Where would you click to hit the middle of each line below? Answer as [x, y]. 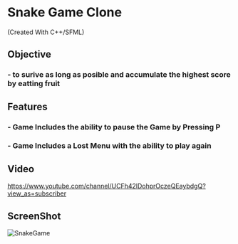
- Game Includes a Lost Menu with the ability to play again [109, 146]
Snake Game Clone [65, 12]
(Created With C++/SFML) [46, 32]
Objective [30, 54]
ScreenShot [34, 216]
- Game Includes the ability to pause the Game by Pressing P [114, 127]
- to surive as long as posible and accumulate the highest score [119, 75]
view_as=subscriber [37, 193]
